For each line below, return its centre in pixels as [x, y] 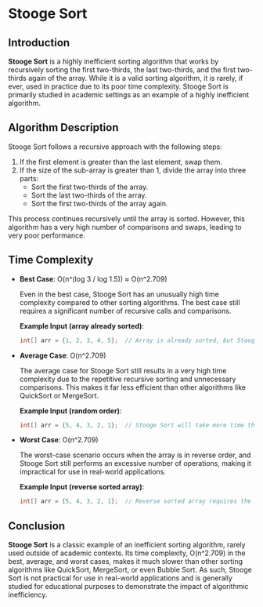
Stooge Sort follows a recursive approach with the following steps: [115, 147]
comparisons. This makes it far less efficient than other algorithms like [133, 387]
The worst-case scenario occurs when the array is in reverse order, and [135, 455]
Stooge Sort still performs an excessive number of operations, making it [135, 463]
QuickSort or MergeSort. [59, 395]
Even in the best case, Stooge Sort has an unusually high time [119, 294]
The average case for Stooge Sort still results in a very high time [123, 370]
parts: [29, 178]
